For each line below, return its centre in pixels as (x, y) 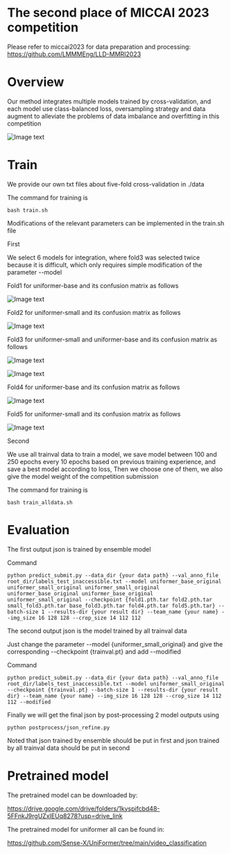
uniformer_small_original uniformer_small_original (83, 588)
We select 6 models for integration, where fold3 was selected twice (103, 257)
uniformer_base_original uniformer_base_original (80, 593)
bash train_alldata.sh (40, 502)
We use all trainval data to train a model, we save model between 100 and (112, 454)
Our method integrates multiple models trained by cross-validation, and (109, 101)
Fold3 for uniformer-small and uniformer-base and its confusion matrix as (112, 339)
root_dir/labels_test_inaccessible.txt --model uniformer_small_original (116, 684)
